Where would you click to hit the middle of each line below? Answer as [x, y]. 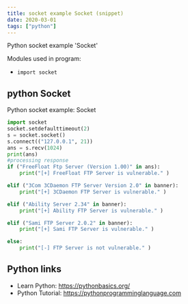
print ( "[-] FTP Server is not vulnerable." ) [85, 248]
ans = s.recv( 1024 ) [35, 148]
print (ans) [23, 154]
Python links [34, 270]
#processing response [38, 161]
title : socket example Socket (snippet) [66, 13]
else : [15, 242]
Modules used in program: [44, 59]
